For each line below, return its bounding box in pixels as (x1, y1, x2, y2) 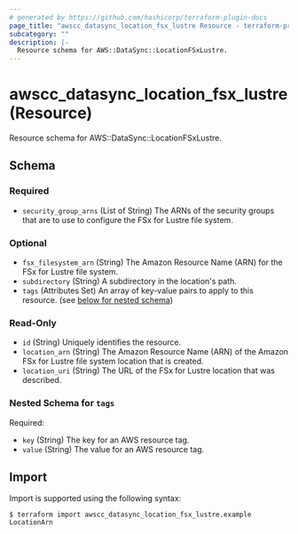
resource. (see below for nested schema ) (21, 295, 174, 306)
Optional (9, 236, 47, 249)
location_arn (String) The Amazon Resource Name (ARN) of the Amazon (21, 347, 289, 357)
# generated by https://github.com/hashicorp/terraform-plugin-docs (9, 12, 268, 22)
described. (21, 375, 62, 386)
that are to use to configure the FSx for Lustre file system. (21, 214, 233, 225)
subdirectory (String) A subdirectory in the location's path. (21, 276, 238, 287)
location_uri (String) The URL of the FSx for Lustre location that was (21, 365, 275, 376)
